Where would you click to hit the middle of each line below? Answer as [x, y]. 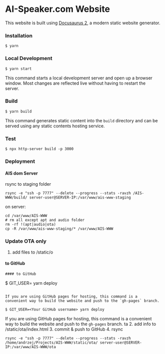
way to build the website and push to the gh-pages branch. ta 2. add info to [81, 324]
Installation [19, 36]
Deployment [20, 161]
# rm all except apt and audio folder [45, 220]
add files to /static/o [33, 252]
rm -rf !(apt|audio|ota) [31, 225]
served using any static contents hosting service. [55, 126]
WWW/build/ [16, 198]
